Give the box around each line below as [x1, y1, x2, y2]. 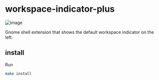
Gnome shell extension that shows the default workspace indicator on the [5, 29, 154, 35]
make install [5, 71, 32, 76]
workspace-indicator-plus [5, 3, 115, 15]
